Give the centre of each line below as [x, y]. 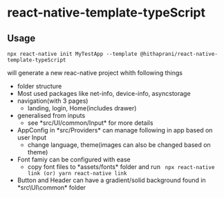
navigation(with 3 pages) [53, 101]
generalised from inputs [51, 116]
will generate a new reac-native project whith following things [95, 73]
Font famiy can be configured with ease [74, 159]
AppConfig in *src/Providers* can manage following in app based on [115, 130]
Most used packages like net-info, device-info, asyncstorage [104, 93]
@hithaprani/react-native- [179, 54]
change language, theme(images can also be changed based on [119, 145]
